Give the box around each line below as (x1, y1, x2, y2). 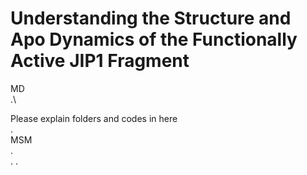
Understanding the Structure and (10, 7, 292, 30)
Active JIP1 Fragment (10, 50, 190, 72)
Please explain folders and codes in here (10, 112, 178, 124)
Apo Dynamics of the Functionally (10, 28, 298, 51)
